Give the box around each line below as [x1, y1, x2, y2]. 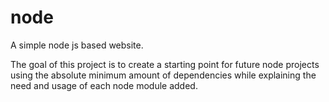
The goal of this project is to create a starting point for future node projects [10, 58, 320, 70]
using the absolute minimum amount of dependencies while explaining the [10, 69, 317, 81]
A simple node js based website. [10, 39, 144, 51]
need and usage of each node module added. [10, 79, 198, 91]
